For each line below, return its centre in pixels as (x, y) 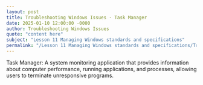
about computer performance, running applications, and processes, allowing (102, 69)
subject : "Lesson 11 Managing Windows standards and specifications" (96, 40)
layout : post (23, 12)
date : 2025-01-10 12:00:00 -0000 (48, 23)
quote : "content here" (35, 34)
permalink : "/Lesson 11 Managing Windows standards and (78, 46)
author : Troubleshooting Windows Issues (58, 29)
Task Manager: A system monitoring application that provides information (98, 62)
